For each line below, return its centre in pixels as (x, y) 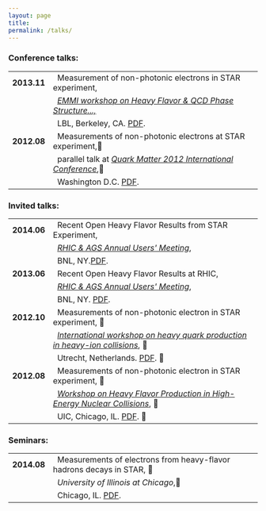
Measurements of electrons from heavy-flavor (144, 459)
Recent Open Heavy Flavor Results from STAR (142, 225)
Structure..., (74, 110)
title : (19, 23)
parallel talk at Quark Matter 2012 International (145, 159)
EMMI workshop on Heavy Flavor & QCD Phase (145, 100)
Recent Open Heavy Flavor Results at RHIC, (138, 273)
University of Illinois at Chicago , (119, 482)
